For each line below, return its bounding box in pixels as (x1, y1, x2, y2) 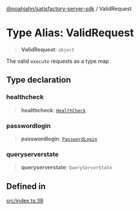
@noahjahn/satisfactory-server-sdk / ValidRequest (6, 5, 132, 12)
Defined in (6, 181, 46, 191)
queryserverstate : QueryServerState (20, 164, 112, 171)
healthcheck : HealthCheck (20, 106, 86, 113)
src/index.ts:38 (6, 197, 44, 205)
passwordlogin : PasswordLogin (20, 135, 97, 142)
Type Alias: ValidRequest (6, 26, 134, 40)
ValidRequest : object (20, 46, 75, 53)
